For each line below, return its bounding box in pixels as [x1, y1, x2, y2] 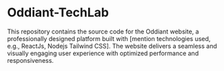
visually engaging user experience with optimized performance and [7, 49, 199, 57]
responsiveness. [7, 56, 54, 64]
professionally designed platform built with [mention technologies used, [7, 34, 211, 42]
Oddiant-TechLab [7, 5, 109, 20]
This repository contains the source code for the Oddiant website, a [7, 27, 199, 35]
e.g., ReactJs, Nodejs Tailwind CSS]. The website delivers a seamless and [7, 42, 217, 50]
